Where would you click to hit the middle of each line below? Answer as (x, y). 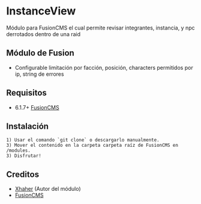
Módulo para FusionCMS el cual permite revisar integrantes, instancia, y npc (100, 28)
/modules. (19, 151)
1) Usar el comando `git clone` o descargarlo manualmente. (83, 140)
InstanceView (41, 11)
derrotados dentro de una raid (43, 34)
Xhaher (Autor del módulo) (48, 189)
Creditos (23, 174)
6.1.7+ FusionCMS (37, 107)
